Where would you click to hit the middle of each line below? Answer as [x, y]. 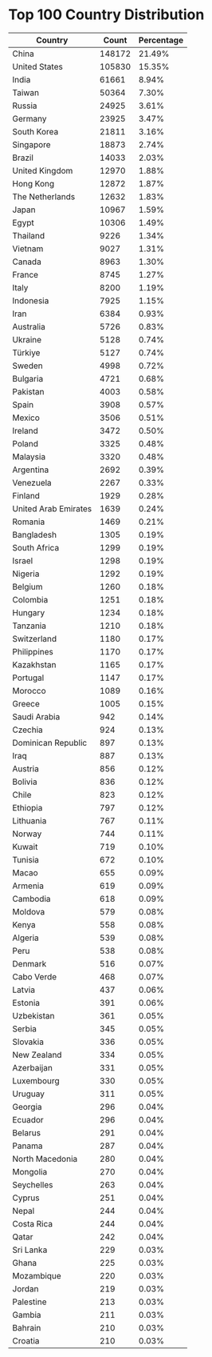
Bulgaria [28, 378]
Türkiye [26, 352]
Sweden [27, 366]
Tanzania [29, 626]
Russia [25, 106]
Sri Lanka [30, 1250]
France [25, 274]
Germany [29, 118]
